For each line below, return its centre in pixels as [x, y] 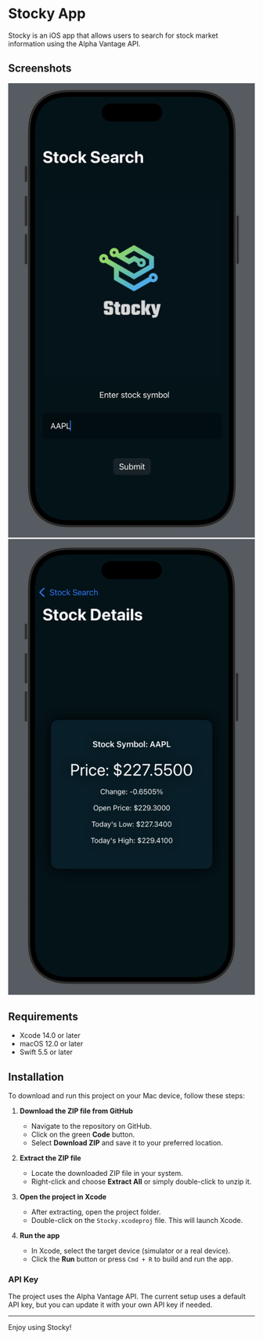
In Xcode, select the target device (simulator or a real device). [131, 1251]
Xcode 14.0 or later [50, 1035]
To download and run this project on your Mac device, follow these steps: [126, 1096]
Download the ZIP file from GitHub [76, 1111]
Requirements [43, 1016]
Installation [36, 1077]
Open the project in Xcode [63, 1197]
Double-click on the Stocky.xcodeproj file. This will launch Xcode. [137, 1221]
